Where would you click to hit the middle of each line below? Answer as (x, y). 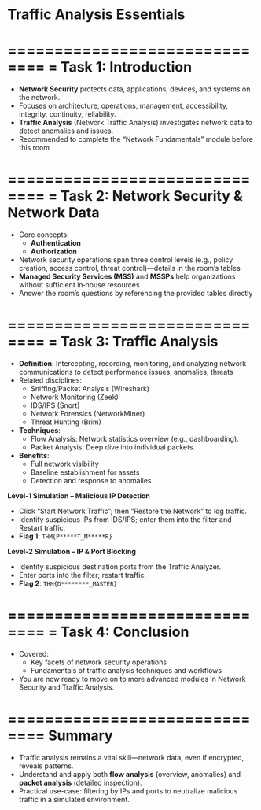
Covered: (33, 653)
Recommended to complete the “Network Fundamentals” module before (136, 139)
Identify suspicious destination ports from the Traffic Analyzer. (120, 567)
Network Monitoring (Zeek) (74, 397)
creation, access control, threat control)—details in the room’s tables (129, 268)
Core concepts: (44, 235)
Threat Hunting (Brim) (66, 422)
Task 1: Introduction (127, 67)
